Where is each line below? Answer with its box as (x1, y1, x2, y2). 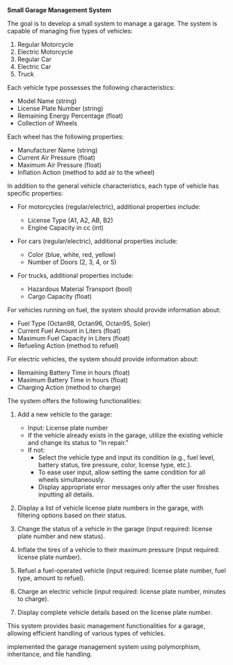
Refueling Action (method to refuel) (17, 341, 119, 350)
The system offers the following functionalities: (7, 397, 142, 405)
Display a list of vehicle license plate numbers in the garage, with (17, 504, 204, 512)
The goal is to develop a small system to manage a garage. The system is (7, 19, 218, 27)
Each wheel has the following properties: (7, 132, 124, 141)
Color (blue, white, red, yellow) (27, 251, 116, 258)
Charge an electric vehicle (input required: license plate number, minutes (17, 588, 226, 595)
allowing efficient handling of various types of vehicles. (7, 629, 166, 637)
